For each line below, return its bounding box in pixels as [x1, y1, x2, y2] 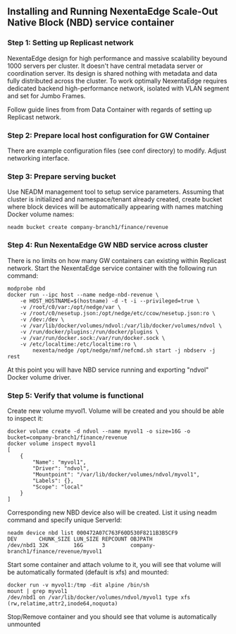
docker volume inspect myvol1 [7, 440, 97, 447]
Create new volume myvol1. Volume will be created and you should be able [7, 406, 225, 415]
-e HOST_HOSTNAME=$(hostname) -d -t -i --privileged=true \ [20, 297, 200, 305]
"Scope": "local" [32, 483, 83, 491]
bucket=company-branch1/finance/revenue [7, 434, 128, 441]
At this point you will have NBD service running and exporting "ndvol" [7, 365, 209, 374]
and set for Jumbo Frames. [7, 91, 86, 100]
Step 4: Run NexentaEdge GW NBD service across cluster [7, 240, 209, 250]
